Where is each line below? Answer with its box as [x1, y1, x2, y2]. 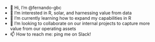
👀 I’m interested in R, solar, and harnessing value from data [10, 10, 132, 16]
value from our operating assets [10, 26, 76, 32]
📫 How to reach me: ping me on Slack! [10, 31, 91, 37]
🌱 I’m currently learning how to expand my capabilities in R [10, 15, 131, 21]
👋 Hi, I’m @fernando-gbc [10, 5, 62, 10]
